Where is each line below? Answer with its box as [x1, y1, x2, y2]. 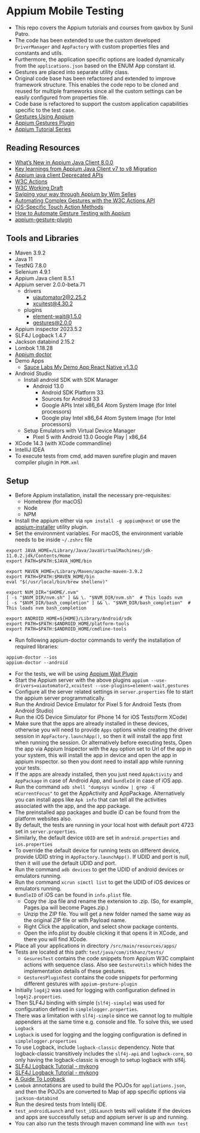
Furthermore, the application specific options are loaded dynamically [14, 56, 184, 63]
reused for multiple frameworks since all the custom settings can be [14, 87, 183, 94]
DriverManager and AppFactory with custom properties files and [14, 43, 170, 50]
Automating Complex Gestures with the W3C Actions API [14, 197, 155, 204]
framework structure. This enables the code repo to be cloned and [14, 81, 179, 88]
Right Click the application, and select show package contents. [23, 923, 179, 930]
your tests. [14, 764, 42, 771]
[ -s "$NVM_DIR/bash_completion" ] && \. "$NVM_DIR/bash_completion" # [6, 600, 191, 606]
